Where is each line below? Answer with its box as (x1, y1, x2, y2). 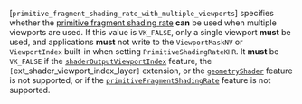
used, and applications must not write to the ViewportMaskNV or (9, 36, 243, 47)
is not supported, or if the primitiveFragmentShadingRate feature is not (9, 75, 271, 85)
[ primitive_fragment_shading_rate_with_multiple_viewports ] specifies (9, 8, 274, 18)
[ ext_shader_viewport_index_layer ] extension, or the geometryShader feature (9, 65, 293, 76)
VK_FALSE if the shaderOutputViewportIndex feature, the (9, 56, 212, 66)
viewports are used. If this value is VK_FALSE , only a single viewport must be (9, 27, 291, 37)
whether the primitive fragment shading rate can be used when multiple (9, 17, 278, 28)
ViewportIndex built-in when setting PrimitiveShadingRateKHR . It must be (9, 46, 279, 57)
